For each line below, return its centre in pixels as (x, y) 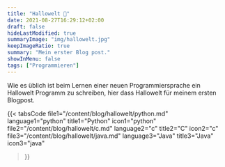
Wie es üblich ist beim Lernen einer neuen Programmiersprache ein (104, 85)
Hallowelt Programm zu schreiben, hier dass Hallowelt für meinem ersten (112, 93)
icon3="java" (26, 143)
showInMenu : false (34, 59)
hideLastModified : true (42, 33)
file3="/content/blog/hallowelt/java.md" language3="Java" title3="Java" (110, 136)
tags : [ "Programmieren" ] (43, 65)
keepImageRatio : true (39, 46)
